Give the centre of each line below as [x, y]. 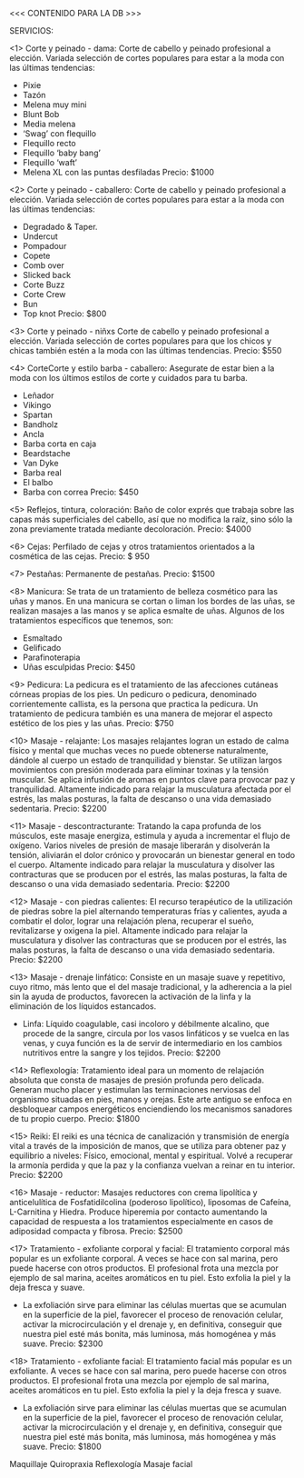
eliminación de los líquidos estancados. [83, 1006]
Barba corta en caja [59, 444]
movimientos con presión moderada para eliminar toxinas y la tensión [139, 770]
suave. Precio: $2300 [63, 1343]
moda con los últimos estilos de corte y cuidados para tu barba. [128, 378]
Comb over [44, 265]
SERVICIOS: [32, 30]
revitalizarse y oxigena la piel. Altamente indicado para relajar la [128, 930]
